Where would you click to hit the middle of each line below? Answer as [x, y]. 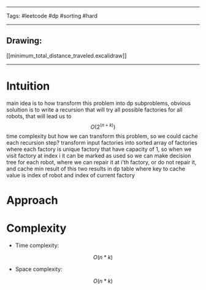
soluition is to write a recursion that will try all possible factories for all [94, 109]
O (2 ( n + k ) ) [103, 126]
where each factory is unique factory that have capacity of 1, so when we [99, 149]
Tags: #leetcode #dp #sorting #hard [52, 16]
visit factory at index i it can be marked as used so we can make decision [99, 156]
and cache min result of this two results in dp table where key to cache [96, 169]
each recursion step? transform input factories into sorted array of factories [102, 143]
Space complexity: [39, 269]
